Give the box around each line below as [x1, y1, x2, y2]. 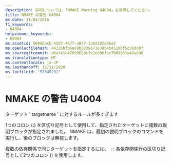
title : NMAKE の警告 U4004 [5, 12, 61, 17]
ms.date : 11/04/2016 [5, 17, 50, 22]
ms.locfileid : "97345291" [5, 70, 61, 75]
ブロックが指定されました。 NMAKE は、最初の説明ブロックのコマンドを [9, 128, 164, 134]
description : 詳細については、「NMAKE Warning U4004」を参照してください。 [5, 7, 153, 13]
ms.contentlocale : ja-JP [5, 60, 59, 65]
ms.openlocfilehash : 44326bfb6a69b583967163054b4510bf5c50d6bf [5, 46, 144, 51]
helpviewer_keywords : [5, 31, 52, 36]
